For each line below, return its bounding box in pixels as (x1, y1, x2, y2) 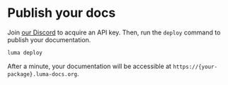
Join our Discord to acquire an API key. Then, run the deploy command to (7, 28, 221, 37)
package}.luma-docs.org (7, 70, 78, 78)
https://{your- (173, 63, 218, 70)
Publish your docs (7, 5, 116, 21)
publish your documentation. (7, 35, 91, 44)
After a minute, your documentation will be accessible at (7, 62, 172, 70)
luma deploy (7, 49, 42, 56)
